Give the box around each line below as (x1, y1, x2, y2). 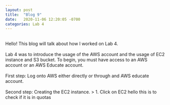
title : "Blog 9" (5, 12, 42, 17)
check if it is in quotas (5, 94, 51, 100)
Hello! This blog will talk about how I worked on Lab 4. (5, 41, 118, 47)
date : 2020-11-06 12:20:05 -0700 (5, 17, 81, 22)
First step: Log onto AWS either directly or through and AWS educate (5, 73, 149, 79)
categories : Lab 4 (5, 21, 44, 27)
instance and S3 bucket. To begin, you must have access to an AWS (5, 57, 148, 63)
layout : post (5, 7, 33, 13)
